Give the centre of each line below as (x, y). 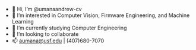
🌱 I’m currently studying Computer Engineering (69, 28)
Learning (23, 21)
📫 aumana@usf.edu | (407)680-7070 (58, 41)
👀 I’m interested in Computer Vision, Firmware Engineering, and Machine (101, 15)
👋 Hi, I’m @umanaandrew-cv (47, 9)
